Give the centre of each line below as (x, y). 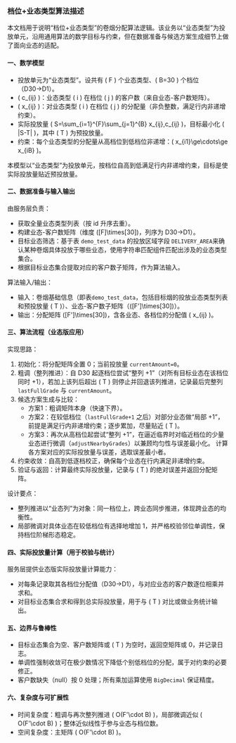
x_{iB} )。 (31, 150)
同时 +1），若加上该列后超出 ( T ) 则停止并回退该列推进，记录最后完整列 (120, 381)
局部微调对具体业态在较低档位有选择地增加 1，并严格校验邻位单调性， (118, 526)
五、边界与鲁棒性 (32, 628)
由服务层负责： (29, 208)
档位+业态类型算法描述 (46, 11)
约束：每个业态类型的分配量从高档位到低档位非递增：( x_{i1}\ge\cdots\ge (123, 141)
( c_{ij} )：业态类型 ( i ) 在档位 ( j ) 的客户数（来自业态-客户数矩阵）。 (116, 97)
